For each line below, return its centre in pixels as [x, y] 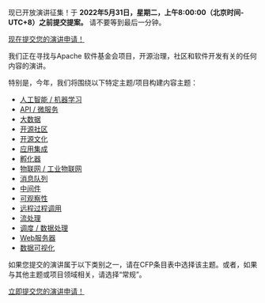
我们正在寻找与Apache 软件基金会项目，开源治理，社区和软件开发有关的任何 [132, 56]
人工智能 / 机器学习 [51, 99]
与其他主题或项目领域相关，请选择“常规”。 [77, 275]
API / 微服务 [39, 109]
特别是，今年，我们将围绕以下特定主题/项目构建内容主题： [103, 83]
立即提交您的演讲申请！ [46, 291]
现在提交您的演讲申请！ [46, 39]
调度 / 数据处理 [44, 228]
